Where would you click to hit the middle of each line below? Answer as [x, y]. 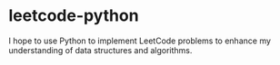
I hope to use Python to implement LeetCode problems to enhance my [140, 41]
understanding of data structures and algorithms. [100, 50]
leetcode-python [74, 16]
